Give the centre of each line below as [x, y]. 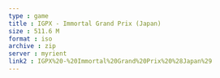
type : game [28, 16]
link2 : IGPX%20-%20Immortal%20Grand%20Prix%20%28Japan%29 [110, 62]
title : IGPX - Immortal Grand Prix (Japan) [85, 24]
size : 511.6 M [34, 31]
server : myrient [38, 54]
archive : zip [32, 46]
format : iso [30, 39]
